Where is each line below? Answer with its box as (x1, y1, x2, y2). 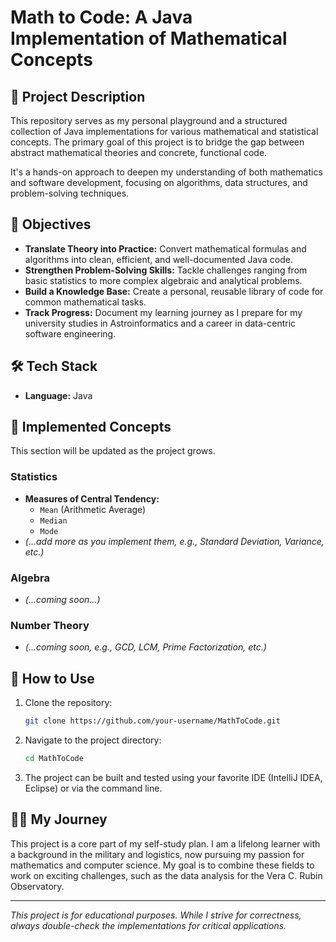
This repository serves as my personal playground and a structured (10, 115, 288, 126)
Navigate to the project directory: (24, 734, 162, 746)
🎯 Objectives (10, 216, 92, 233)
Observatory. (10, 880, 65, 892)
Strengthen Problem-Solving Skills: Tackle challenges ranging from (24, 264, 308, 276)
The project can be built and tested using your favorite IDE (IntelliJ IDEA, (24, 771, 323, 783)
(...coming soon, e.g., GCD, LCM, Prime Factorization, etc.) (24, 641, 267, 653)
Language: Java (24, 389, 93, 401)
